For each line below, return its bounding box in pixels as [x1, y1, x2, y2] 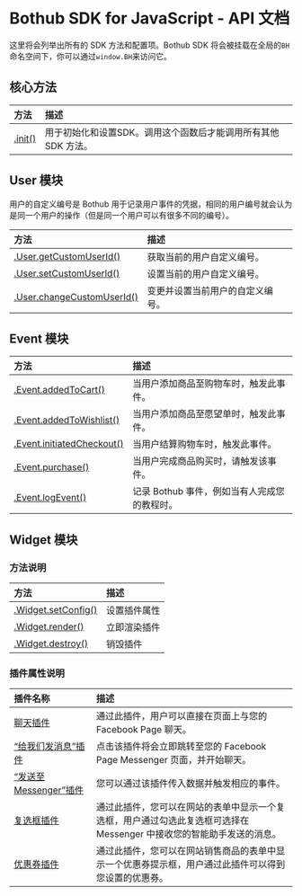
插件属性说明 [9, 667, 66, 679]
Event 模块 [9, 331, 69, 346]
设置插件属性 [106, 604, 161, 617]
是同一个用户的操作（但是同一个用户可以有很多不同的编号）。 [9, 209, 234, 220]
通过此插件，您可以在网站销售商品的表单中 [95, 845, 277, 857]
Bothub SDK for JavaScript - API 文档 [9, 8, 290, 29]
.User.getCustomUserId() [13, 250, 121, 262]
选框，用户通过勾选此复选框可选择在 [95, 814, 250, 827]
